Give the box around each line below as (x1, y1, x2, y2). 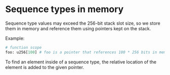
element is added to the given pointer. (5, 64, 84, 70)
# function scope (5, 45, 42, 50)
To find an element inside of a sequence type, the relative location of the (5, 59, 157, 65)
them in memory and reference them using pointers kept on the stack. (5, 25, 151, 31)
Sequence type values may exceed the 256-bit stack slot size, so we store (5, 20, 160, 26)
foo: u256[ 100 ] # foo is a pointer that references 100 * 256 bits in (5, 49, 157, 55)
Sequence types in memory (5, 4, 124, 15)
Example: (5, 35, 25, 41)
